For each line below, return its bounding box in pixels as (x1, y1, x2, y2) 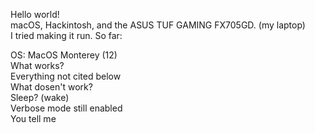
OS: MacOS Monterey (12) (10, 49, 118, 61)
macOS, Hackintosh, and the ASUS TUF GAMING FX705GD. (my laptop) (10, 19, 306, 31)
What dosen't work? (10, 81, 93, 93)
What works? (10, 60, 65, 71)
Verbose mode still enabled (10, 102, 123, 114)
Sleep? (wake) (10, 92, 70, 103)
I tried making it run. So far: (10, 30, 123, 41)
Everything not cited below (10, 70, 122, 82)
